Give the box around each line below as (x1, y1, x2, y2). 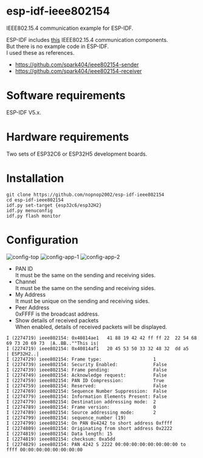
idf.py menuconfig (6, 207, 53, 213)
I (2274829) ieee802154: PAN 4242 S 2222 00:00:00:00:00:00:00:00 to (6, 441, 187, 448)
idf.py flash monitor (6, 213, 61, 219)
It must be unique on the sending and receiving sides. (15, 297, 150, 305)
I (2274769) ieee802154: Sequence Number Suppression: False (6, 388, 167, 394)
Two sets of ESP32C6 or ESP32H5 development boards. (6, 150, 148, 158)
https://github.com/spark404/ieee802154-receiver (15, 67, 142, 74)
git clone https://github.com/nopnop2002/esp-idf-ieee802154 (6, 192, 165, 198)
